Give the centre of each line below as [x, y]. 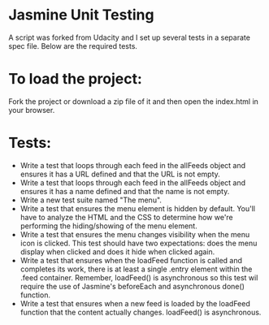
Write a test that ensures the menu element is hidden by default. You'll [138, 208]
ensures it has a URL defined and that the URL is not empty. [120, 174]
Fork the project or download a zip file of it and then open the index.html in [133, 101]
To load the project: [75, 79]
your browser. [32, 110]
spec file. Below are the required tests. [73, 45]
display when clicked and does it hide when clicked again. [117, 251]
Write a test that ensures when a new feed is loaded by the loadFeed [135, 303]
